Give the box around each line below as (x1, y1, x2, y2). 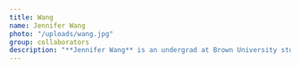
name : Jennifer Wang (9, 21, 87, 30)
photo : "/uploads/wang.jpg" (9, 29, 114, 38)
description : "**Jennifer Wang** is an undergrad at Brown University (9, 46, 278, 55)
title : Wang (9, 12, 54, 22)
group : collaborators (9, 37, 90, 47)
